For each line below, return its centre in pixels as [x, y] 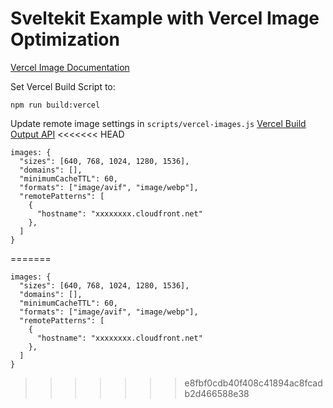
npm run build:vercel [55, 105]
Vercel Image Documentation [70, 67]
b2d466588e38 [217, 393]
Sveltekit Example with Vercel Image [165, 18]
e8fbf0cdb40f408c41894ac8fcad [253, 383]
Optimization [65, 39]
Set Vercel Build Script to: [63, 86]
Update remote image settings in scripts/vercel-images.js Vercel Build [158, 123]
